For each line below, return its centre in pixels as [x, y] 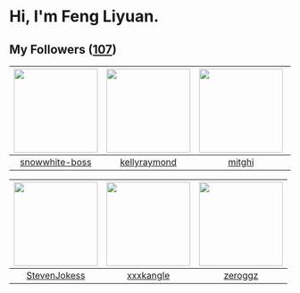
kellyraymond [148, 162]
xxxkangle [148, 276]
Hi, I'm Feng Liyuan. [84, 17]
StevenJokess [56, 276]
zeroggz [241, 276]
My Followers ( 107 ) [63, 50]
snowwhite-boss [56, 162]
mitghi [241, 162]
